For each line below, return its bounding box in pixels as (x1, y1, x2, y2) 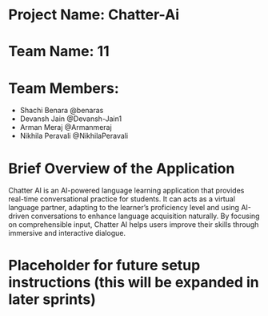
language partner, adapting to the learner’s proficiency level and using (8, 203, 240, 213)
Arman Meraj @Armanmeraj (19, 123, 112, 132)
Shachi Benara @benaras (19, 106, 104, 115)
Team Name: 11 (8, 43, 110, 61)
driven (8, 211, 30, 221)
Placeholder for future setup (8, 257, 201, 274)
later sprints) (8, 290, 96, 309)
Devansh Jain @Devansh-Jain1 (19, 114, 122, 124)
